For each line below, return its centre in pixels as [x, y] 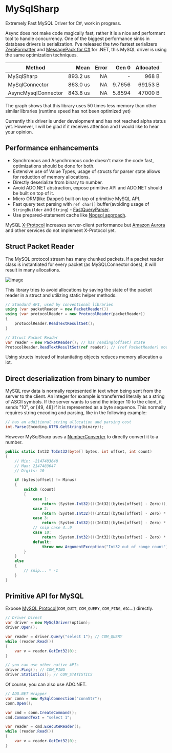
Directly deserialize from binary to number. [58, 182]
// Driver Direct [24, 618]
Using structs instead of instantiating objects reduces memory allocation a [84, 357]
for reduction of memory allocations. [51, 177]
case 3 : [41, 518]
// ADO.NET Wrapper [26, 694]
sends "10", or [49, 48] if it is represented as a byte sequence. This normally [86, 407]
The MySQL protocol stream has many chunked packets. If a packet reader [84, 259]
